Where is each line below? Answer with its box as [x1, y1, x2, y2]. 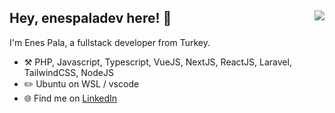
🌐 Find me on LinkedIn [23, 92, 118, 104]
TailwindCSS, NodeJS [23, 66, 114, 78]
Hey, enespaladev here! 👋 [9, 10, 172, 27]
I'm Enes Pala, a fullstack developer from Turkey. [9, 36, 211, 48]
